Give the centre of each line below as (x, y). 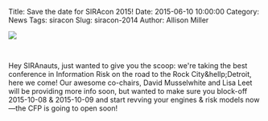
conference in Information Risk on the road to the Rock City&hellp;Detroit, (130, 74)
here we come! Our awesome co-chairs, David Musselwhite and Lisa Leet (130, 83)
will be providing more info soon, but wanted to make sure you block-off (128, 91)
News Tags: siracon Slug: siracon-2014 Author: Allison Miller (109, 20)
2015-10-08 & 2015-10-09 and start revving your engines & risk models (126, 100)
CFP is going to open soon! (73, 108)
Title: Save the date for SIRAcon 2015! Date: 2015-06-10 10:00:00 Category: (134, 12)
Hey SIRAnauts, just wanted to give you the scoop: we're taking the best (128, 66)
